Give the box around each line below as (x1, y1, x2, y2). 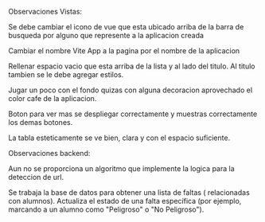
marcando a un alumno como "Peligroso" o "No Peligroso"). (8, 204, 205, 214)
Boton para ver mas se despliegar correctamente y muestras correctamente (8, 109, 258, 119)
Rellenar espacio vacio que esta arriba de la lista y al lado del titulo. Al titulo (8, 61, 255, 71)
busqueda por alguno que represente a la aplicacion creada (8, 31, 205, 40)
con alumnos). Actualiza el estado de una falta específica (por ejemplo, (8, 197, 242, 205)
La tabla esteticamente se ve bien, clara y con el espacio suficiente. (8, 133, 231, 142)
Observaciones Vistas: (8, 7, 82, 16)
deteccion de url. (8, 173, 64, 181)
